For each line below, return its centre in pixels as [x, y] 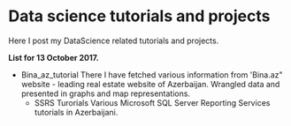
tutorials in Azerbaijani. [76, 112]
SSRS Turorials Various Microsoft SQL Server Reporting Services [152, 102]
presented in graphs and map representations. [106, 93]
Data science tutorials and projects [139, 16]
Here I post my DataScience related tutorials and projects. [114, 41]
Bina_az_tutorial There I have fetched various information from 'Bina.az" [152, 74]
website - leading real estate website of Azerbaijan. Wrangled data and [150, 84]
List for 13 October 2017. [54, 57]
